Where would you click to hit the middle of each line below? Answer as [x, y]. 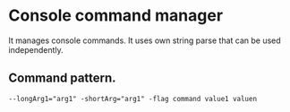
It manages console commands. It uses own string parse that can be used [145, 40]
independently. [36, 49]
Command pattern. [63, 78]
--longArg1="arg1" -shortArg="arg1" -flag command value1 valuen [132, 99]
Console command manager [116, 16]
